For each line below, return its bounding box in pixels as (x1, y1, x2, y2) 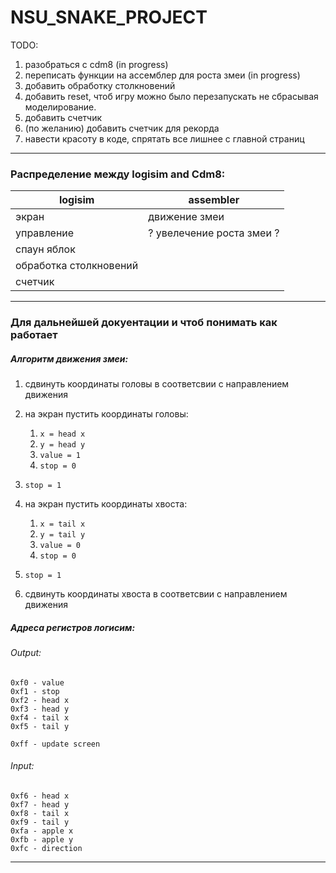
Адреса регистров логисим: (10, 621, 136, 633)
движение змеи (148, 210, 225, 224)
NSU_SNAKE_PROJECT (10, 6, 208, 29)
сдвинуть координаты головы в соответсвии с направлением (24, 378, 290, 390)
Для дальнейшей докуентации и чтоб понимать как (10, 316, 278, 330)
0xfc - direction (10, 843, 83, 853)
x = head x (39, 429, 86, 440)
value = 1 (39, 451, 82, 461)
